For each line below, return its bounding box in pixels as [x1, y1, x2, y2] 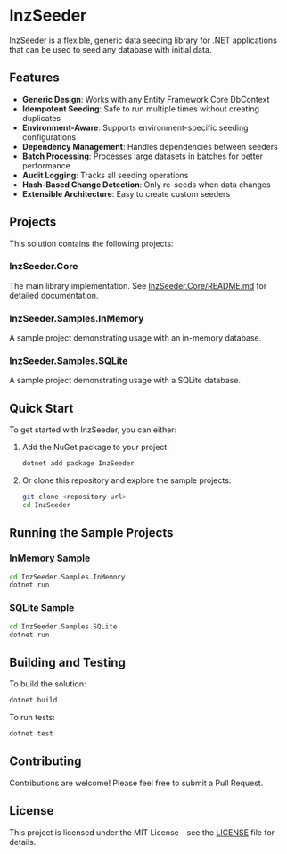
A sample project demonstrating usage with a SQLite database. [9, 375, 242, 386]
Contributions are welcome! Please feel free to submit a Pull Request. [9, 777, 264, 788]
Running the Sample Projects [9, 525, 174, 540]
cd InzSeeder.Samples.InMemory [9, 572, 126, 581]
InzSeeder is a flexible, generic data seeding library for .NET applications [9, 35, 278, 45]
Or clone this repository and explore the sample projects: [21, 475, 232, 486]
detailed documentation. [9, 290, 99, 300]
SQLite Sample [9, 602, 75, 614]
